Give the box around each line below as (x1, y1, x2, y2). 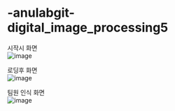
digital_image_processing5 (7, 20, 169, 36)
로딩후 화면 (7, 66, 38, 74)
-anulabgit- (7, 5, 75, 21)
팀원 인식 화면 (7, 88, 45, 96)
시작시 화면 (7, 43, 38, 52)
